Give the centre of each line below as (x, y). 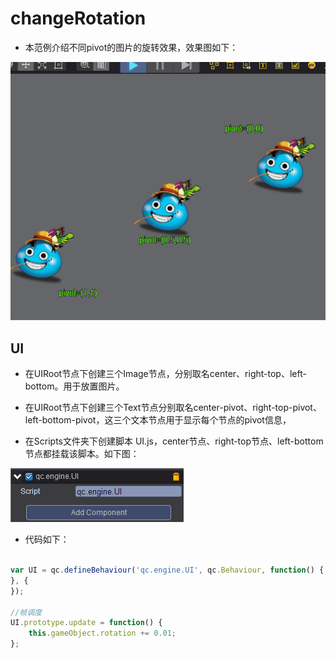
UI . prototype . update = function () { (86, 623)
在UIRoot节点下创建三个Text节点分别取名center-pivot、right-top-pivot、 (173, 408)
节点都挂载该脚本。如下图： (82, 454)
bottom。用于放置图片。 (74, 386)
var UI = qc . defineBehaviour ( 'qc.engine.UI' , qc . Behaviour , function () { (167, 570)
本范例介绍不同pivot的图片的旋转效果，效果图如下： (131, 47)
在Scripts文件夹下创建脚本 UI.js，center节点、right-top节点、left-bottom (174, 441)
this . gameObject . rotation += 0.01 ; (102, 633)
